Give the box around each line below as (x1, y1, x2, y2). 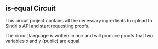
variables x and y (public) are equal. (5, 38, 81, 44)
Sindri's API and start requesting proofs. (5, 23, 90, 29)
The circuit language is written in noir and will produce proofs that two (5, 32, 153, 38)
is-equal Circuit (5, 4, 56, 13)
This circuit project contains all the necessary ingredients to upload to (5, 17, 152, 23)
